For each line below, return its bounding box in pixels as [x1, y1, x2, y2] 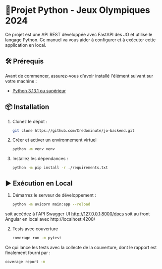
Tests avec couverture [12, 226, 58, 232]
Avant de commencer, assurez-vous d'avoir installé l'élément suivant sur [5, 73, 154, 79]
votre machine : [5, 78, 37, 84]
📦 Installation [5, 103, 50, 111]
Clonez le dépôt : [12, 118, 48, 124]
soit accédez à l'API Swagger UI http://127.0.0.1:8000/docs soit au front [5, 211, 150, 217]
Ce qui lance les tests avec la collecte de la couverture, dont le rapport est [5, 244, 157, 250]
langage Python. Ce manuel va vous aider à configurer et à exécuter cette [5, 37, 156, 43]
